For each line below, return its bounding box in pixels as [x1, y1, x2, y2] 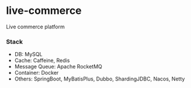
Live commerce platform [6, 23, 65, 30]
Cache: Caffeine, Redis [14, 57, 70, 64]
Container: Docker [14, 69, 59, 76]
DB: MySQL [14, 51, 43, 58]
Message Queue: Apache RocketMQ [14, 63, 102, 70]
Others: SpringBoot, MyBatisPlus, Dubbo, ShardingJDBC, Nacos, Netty [14, 75, 185, 82]
